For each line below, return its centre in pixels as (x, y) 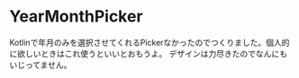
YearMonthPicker (76, 17)
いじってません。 (41, 65)
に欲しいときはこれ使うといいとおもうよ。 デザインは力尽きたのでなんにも (149, 53)
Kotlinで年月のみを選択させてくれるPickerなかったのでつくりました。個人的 (149, 42)
